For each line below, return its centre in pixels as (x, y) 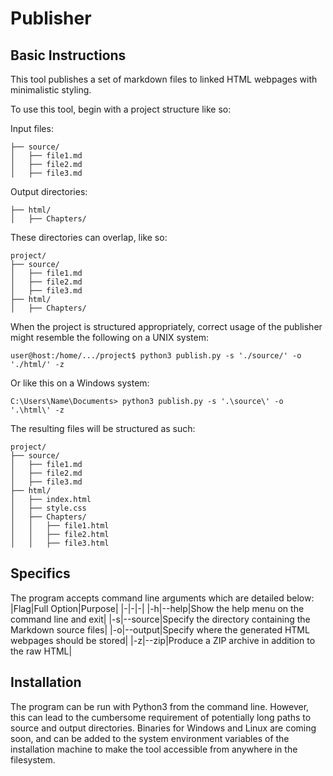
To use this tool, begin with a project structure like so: (121, 109)
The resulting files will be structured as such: (103, 428)
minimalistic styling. (51, 90)
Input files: (32, 128)
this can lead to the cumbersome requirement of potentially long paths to (161, 717)
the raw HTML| (41, 651)
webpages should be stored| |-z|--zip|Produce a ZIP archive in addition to (163, 640)
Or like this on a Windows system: (80, 383)
